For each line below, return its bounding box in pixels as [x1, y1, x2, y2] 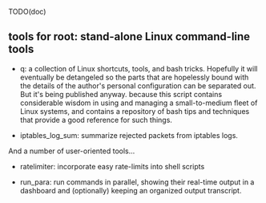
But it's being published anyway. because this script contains [19, 89, 223, 99]
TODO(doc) [8, 7, 46, 16]
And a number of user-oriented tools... [8, 146, 135, 156]
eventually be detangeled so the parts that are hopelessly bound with [19, 72, 249, 82]
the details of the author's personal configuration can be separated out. [19, 80, 256, 91]
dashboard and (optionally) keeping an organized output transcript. [19, 185, 242, 195]
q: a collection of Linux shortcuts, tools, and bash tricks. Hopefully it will [19, 63, 258, 73]
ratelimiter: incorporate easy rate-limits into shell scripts [19, 161, 205, 171]
